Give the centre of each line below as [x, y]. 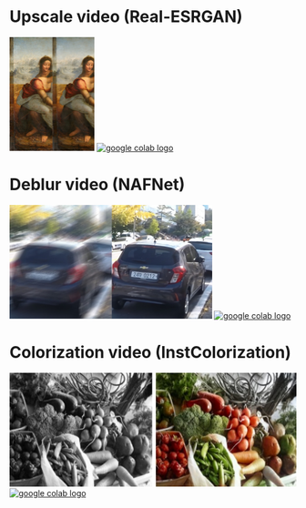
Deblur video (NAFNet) [97, 185]
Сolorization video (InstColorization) [150, 353]
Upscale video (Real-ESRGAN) [126, 17]
